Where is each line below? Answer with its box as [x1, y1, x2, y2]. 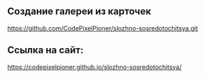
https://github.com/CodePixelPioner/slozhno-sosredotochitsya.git [7, 24, 199, 32]
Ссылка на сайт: [7, 45, 84, 56]
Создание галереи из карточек [7, 6, 151, 17]
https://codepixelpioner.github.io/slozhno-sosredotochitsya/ [7, 63, 182, 71]
